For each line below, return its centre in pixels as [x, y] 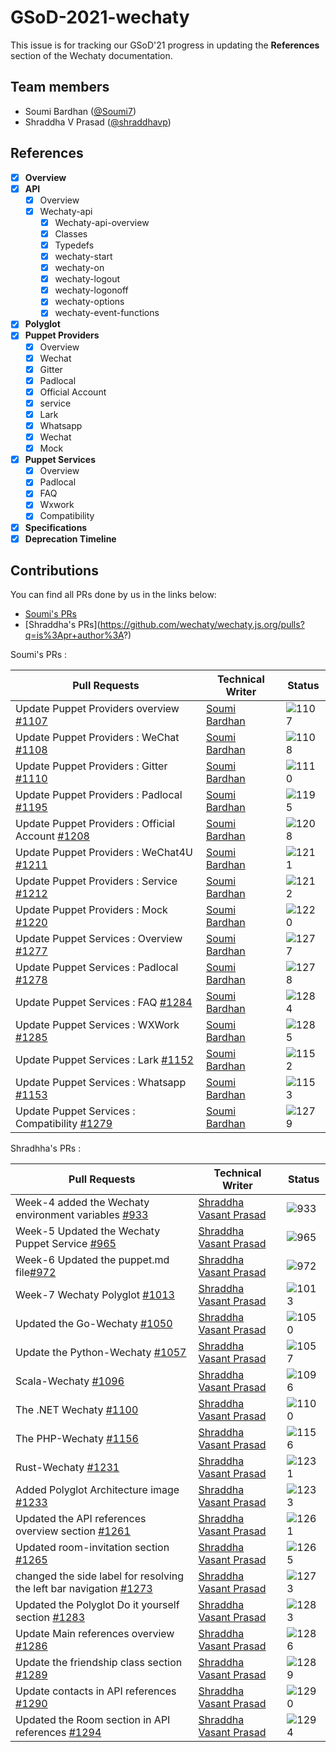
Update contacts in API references [96, 1691]
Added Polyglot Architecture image [97, 1490]
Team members [60, 87]
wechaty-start [83, 256]
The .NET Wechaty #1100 [77, 1410]
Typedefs [74, 245]
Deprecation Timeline [70, 538]
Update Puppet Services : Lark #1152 [104, 1060]
